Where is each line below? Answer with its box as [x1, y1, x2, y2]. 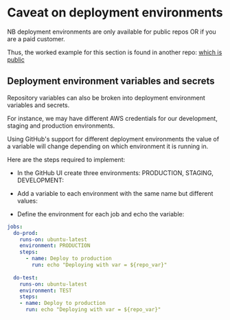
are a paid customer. [7, 34, 65, 43]
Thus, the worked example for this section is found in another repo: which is [7, 48, 222, 56]
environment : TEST [19, 287, 72, 294]
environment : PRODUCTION [19, 242, 91, 249]
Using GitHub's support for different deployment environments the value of [7, 135, 220, 143]
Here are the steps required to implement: [7, 155, 126, 163]
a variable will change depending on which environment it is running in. [7, 142, 209, 150]
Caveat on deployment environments [7, 5, 223, 21]
